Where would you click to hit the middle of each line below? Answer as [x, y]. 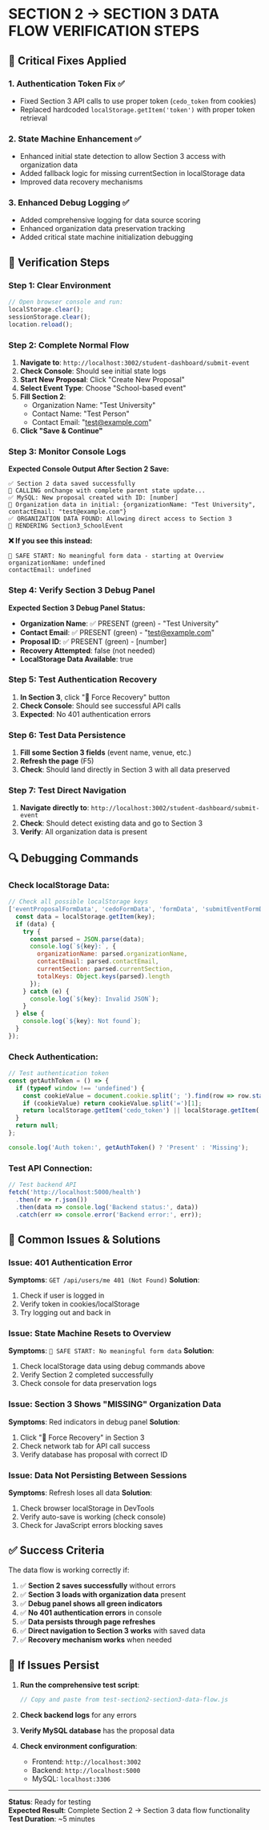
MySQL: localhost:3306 [71, 1779]
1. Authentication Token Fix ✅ [67, 84]
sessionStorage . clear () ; [50, 317]
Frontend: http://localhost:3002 [86, 1761]
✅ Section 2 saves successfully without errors [98, 1585]
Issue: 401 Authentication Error [70, 1262]
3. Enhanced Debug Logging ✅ [69, 203]
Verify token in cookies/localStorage [80, 1304]
